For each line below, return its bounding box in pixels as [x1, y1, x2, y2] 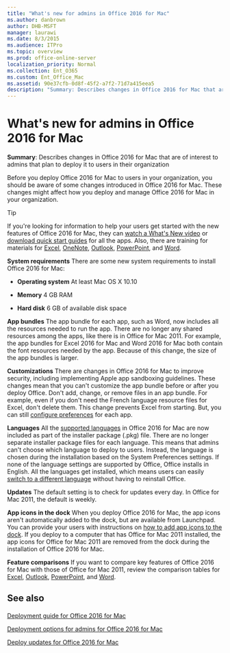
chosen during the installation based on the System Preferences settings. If [7, 453, 220, 461]
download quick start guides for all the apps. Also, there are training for [7, 237, 209, 245]
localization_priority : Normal [7, 61, 97, 68]
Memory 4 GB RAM [16, 291, 73, 299]
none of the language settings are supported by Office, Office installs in [7, 460, 209, 469]
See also [7, 593, 44, 604]
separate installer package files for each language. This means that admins [7, 439, 219, 447]
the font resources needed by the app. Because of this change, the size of [7, 346, 217, 355]
